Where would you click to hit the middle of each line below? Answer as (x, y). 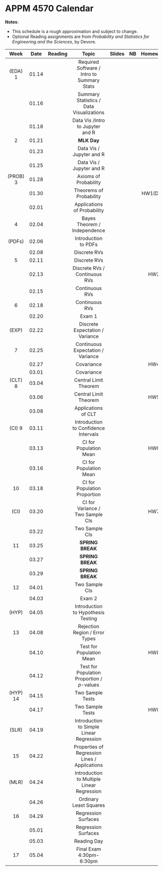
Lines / (89, 759)
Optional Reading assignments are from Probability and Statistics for (81, 36)
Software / (89, 68)
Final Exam (89, 849)
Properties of (89, 746)
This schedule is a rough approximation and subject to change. (75, 31)
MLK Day (89, 140)
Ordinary (89, 799)
